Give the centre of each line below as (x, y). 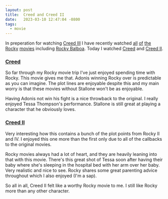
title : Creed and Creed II (35, 15)
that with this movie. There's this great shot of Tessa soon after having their (84, 160)
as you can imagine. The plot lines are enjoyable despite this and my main (82, 84)
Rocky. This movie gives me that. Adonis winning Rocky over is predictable (83, 78)
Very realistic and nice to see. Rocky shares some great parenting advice (81, 170)
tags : (11, 24)
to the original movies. (28, 144)
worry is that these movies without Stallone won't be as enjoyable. (74, 89)
